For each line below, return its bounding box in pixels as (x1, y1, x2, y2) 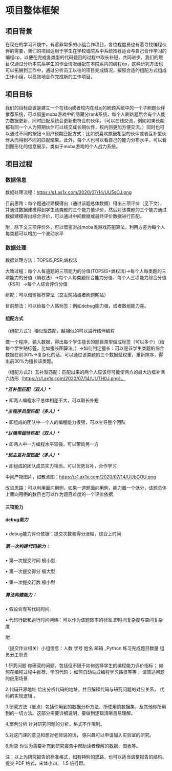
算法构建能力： (5, 592, 37, 598)
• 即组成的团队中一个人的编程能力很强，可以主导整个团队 (5, 419, 126, 425)
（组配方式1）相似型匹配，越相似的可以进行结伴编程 (5, 328, 115, 334)
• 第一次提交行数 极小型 (5, 579, 55, 585)
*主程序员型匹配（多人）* (5, 408, 60, 414)
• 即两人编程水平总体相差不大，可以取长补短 (5, 397, 99, 403)
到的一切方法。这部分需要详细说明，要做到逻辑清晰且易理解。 (5, 710, 136, 716)
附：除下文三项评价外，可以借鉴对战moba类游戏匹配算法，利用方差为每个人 (5, 224, 165, 230)
